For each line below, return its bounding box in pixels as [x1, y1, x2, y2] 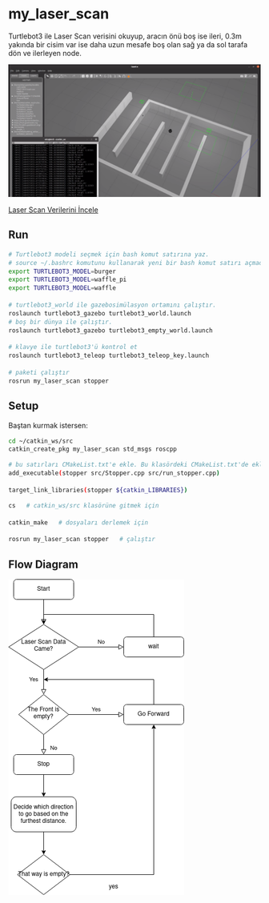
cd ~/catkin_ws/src [8, 437, 74, 445]
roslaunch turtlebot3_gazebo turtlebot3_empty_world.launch [8, 326, 214, 335]
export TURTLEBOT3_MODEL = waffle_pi [8, 275, 127, 284]
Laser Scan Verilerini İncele [8, 205, 98, 215]
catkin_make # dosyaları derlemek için [8, 518, 149, 527]
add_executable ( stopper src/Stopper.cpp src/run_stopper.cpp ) [8, 469, 220, 477]
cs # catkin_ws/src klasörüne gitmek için [8, 501, 159, 509]
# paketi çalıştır [8, 369, 70, 377]
